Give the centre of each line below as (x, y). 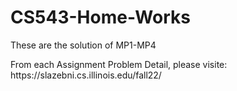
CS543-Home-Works (100, 17)
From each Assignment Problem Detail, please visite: (119, 64)
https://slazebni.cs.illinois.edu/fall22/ (86, 75)
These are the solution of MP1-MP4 (83, 45)
